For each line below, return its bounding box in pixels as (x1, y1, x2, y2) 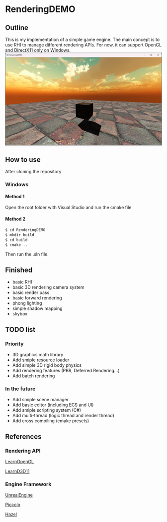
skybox (12, 311, 28, 317)
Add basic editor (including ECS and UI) (12, 402, 94, 408)
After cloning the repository (5, 169, 62, 175)
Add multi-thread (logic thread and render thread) (12, 413, 114, 419)
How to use (5, 155, 41, 164)
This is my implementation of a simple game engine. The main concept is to (5, 36, 160, 42)
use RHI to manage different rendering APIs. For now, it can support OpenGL (5, 42, 162, 48)
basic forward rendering (12, 295, 62, 301)
